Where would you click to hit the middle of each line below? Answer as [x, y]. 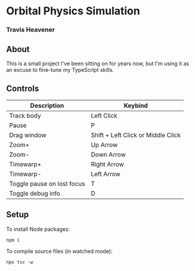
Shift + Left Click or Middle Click [136, 135]
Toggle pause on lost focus [47, 184]
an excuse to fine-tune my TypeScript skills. [60, 69]
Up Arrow [104, 145]
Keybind [136, 105]
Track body [25, 115]
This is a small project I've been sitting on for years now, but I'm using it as [98, 63]
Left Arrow [106, 173]
